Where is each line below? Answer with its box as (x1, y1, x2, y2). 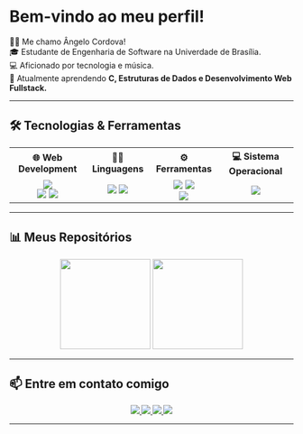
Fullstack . (9, 82, 48, 93)
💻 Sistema (231, 150, 280, 162)
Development (17, 162, 78, 175)
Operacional (228, 164, 283, 177)
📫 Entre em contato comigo (9, 376, 170, 392)
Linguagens (91, 162, 144, 175)
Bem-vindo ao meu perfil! (9, 6, 205, 27)
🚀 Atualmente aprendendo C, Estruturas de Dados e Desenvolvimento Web (9, 72, 292, 83)
